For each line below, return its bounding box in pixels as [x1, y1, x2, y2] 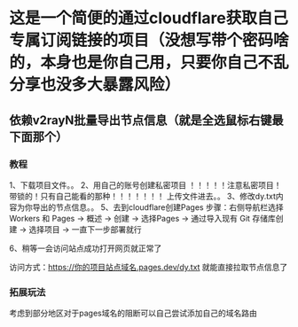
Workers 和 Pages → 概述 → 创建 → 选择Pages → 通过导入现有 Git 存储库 [9, 213, 277, 223]
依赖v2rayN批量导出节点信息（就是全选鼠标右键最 [9, 113, 284, 128]
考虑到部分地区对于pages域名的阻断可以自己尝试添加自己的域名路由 [9, 308, 257, 319]
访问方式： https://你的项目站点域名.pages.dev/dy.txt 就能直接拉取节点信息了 [9, 261, 288, 272]
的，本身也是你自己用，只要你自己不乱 [9, 52, 290, 73]
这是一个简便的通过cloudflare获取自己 [9, 8, 288, 28]
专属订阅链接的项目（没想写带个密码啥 [9, 30, 290, 51]
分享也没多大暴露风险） [9, 74, 181, 95]
